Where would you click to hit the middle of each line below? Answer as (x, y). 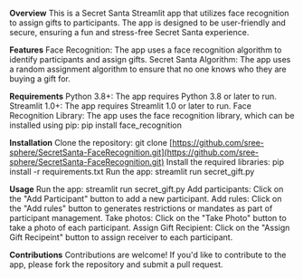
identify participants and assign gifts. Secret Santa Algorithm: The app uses (150, 59)
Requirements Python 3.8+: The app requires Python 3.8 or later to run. (143, 96)
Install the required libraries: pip (225, 162)
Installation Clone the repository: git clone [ (91, 143)
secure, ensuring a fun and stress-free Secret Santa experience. (129, 32)
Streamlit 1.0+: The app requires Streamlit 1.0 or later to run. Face (130, 106)
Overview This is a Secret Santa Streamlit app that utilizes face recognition (149, 13)
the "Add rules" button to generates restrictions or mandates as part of (141, 208)
